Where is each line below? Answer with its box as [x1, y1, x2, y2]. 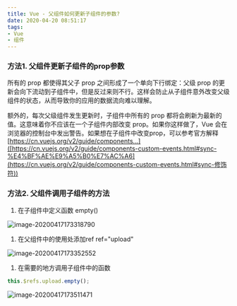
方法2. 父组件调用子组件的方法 [7, 189, 110, 199]
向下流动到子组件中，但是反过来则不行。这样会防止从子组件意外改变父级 [19, 88, 230, 96]
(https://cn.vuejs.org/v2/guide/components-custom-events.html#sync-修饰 [7, 160, 227, 169]
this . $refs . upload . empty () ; [7, 277, 90, 285]
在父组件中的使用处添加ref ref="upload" [17, 235, 134, 243]
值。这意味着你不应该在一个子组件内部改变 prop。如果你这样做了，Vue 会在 [7, 120, 228, 129]
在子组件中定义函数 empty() [17, 206, 99, 214]
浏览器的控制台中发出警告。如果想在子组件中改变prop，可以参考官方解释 [7, 129, 219, 138]
